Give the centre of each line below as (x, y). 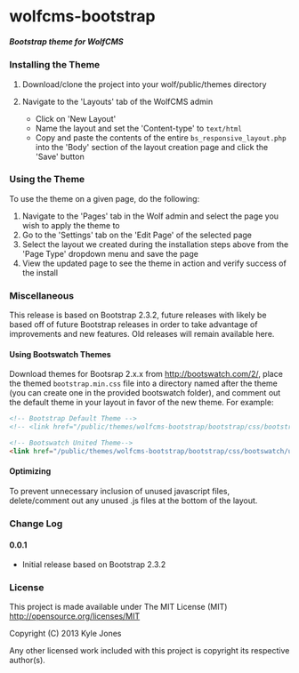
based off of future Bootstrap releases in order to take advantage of (133, 324)
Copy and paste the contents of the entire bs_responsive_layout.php (161, 137)
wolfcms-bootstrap (82, 16)
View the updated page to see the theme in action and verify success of (154, 263)
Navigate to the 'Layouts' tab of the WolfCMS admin (117, 101)
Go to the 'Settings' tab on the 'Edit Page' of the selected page (137, 235)
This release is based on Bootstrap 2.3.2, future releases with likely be (138, 315)
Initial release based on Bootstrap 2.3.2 (94, 565)
